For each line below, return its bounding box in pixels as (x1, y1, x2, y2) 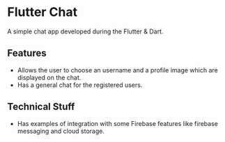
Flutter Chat (7, 4, 78, 20)
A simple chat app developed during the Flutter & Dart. (7, 27, 164, 35)
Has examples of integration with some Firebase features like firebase (17, 119, 218, 127)
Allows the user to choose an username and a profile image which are (17, 65, 218, 74)
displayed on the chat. (17, 73, 82, 81)
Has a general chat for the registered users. (17, 81, 143, 89)
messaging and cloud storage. (17, 127, 104, 135)
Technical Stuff (7, 101, 75, 113)
